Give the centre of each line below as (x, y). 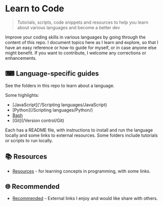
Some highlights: (22, 95)
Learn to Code (35, 9)
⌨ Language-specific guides (52, 74)
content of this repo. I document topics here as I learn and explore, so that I (82, 42)
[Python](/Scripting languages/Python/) (52, 110)
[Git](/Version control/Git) (38, 120)
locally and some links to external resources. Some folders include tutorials (81, 135)
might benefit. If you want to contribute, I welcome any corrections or (76, 53)
